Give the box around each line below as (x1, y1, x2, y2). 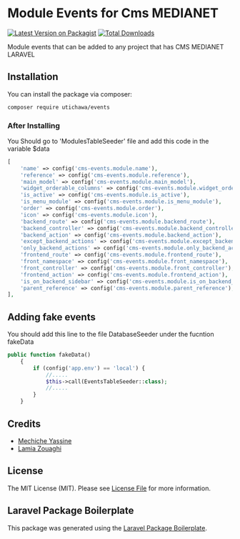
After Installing (7, 120, 61, 130)
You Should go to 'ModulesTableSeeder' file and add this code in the (7, 137, 209, 145)
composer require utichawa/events (7, 104, 111, 111)
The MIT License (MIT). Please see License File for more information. (7, 484, 211, 493)
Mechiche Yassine (17, 436, 72, 445)
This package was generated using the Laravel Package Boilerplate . (7, 523, 208, 532)
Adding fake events (7, 311, 96, 323)
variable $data (7, 144, 50, 153)
